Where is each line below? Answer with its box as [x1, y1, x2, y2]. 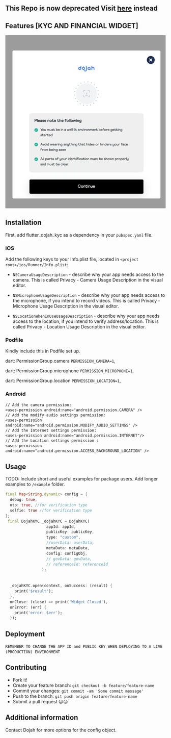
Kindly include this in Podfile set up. [5, 348, 80, 354]
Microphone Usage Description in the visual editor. [12, 303, 119, 309]
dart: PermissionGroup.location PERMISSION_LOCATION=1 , [5, 377, 121, 384]
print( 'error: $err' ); [14, 610, 63, 615]
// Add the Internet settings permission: [5, 428, 97, 433]
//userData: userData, [46, 540, 95, 545]
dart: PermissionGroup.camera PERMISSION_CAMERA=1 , [5, 358, 116, 364]
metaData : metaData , [46, 546, 90, 551]
